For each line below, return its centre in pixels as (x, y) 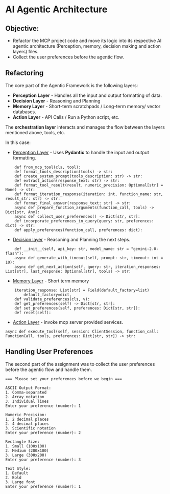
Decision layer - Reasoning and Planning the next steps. (71, 239)
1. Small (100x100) (26, 446)
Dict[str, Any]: (22, 212)
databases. (25, 112)
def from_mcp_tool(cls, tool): (48, 167)
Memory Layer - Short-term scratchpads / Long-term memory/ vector (87, 106)
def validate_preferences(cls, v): (52, 299)
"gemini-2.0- (145, 249)
